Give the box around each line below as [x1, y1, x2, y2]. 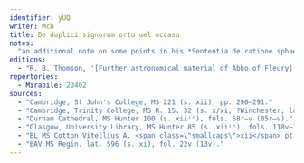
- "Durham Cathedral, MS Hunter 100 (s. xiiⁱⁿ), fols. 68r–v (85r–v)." [17, 114, 294, 123]
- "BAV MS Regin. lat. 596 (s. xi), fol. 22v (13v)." [17, 139, 224, 149]
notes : [9, 38, 34, 48]
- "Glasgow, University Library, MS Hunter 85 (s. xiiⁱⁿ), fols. [17, 123, 270, 132]
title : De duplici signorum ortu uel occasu [9, 30, 180, 39]
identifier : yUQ [9, 13, 71, 23]
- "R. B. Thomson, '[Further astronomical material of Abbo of [17, 64, 261, 73]
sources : [9, 89, 43, 98]
